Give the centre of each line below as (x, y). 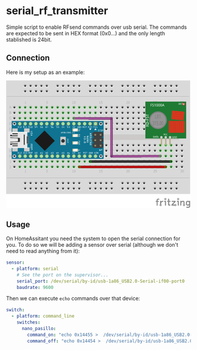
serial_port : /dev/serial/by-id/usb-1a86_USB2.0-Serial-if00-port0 (101, 281)
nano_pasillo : (39, 329)
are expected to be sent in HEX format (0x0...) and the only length (86, 33)
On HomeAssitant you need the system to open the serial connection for (93, 238)
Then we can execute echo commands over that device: (73, 298)
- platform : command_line (43, 316)
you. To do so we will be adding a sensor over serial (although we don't (92, 245)
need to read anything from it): (43, 251)
